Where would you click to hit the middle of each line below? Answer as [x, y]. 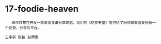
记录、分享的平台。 [25, 28]
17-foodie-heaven [42, 9]
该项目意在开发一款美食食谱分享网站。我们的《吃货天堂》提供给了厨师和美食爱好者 [82, 23]
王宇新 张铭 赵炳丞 [22, 37]
